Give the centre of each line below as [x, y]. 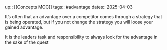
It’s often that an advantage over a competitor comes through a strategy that [83, 17]
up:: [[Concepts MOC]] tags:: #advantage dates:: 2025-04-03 [69, 7]
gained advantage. [24, 27]
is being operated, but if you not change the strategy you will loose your [79, 22]
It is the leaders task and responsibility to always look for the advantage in [81, 37]
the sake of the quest [27, 42]
